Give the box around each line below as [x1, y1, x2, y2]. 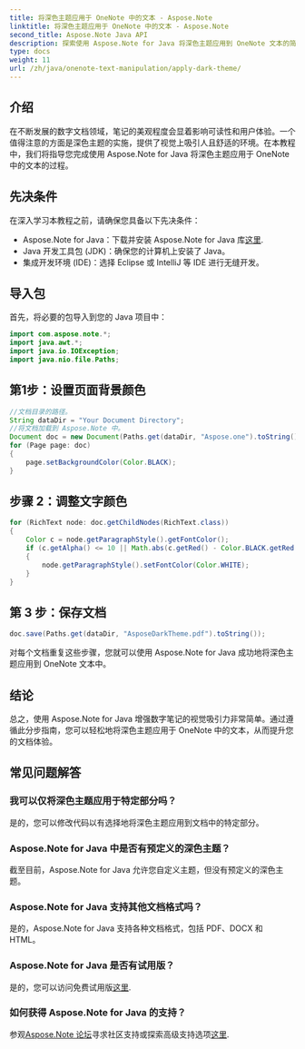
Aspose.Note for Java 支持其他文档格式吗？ [9, 900, 202, 913]
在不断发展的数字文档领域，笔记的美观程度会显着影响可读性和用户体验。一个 [9, 125, 296, 136]
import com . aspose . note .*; [9, 330, 112, 339]
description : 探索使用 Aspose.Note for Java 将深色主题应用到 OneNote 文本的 [9, 38, 290, 48]
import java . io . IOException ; [9, 347, 120, 356]
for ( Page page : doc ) [9, 441, 92, 450]
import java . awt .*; [9, 338, 84, 348]
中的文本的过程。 [9, 160, 74, 171]
